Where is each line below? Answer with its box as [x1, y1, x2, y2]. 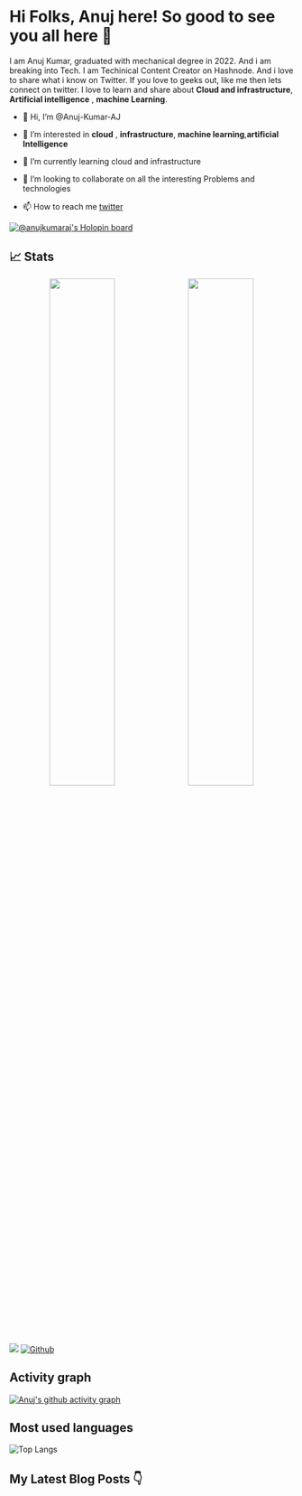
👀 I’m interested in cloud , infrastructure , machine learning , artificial [22, 128, 279, 139]
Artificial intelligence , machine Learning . [9, 93, 169, 105]
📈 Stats [9, 249, 55, 265]
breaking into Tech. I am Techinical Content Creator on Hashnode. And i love [9, 65, 294, 76]
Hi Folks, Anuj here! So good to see [9, 6, 276, 27]
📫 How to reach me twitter [22, 201, 124, 211]
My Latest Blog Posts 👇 [9, 1471, 142, 1487]
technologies [22, 182, 71, 193]
